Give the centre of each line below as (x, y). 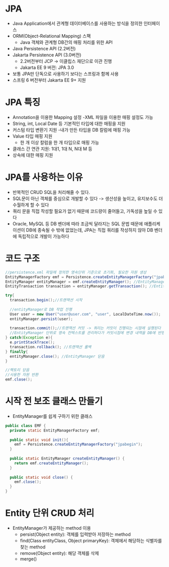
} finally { (17, 352)
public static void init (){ (39, 440)
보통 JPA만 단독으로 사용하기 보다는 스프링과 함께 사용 (66, 74)
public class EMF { (26, 426)
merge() (28, 559)
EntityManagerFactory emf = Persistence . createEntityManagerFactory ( (80, 277)
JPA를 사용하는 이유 (44, 177)
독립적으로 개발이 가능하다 (44, 236)
